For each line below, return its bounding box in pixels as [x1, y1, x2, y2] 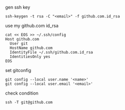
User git [10, 41, 28, 46]
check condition [5, 90, 39, 96]
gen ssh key [5, 4, 31, 10]
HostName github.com [10, 45, 53, 50]
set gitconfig [5, 67, 32, 73]
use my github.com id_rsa [5, 22, 59, 28]
